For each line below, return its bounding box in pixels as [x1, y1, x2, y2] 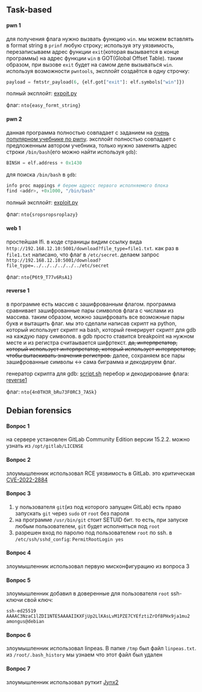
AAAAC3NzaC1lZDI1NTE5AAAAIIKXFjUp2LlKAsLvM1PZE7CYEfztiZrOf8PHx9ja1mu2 [6, 613, 190, 619]
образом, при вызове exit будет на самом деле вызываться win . [6, 60, 174, 68]
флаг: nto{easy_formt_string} [6, 102, 81, 109]
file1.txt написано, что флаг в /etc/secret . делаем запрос [6, 251, 160, 258]
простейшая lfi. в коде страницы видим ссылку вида [6, 238, 142, 245]
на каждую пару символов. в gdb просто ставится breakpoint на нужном [6, 332, 194, 340]
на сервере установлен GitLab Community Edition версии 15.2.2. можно [6, 436, 190, 443]
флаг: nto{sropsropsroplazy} [6, 211, 78, 218]
